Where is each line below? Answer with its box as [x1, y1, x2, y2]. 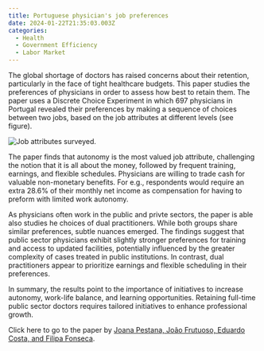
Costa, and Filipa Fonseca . [8, 333, 95, 343]
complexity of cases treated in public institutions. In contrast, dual [8, 252, 224, 261]
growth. [8, 310, 34, 319]
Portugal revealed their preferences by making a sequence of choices [8, 104, 237, 114]
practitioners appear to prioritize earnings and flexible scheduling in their [8, 260, 247, 270]
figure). [8, 121, 33, 131]
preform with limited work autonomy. [8, 194, 129, 204]
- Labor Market [15, 49, 66, 57]
